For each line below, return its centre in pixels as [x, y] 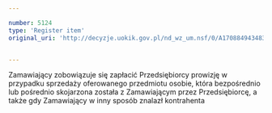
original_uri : [32, 38]
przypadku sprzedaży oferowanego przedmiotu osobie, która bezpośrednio [134, 84]
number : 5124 [30, 23]
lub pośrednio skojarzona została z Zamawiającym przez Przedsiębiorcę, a [133, 92]
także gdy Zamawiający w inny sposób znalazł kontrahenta [106, 101]
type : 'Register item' [47, 30]
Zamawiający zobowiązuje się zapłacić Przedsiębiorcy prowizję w [118, 75]
